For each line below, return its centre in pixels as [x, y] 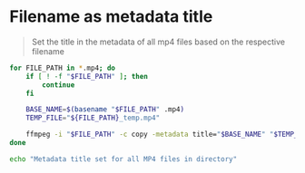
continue [59, 85]
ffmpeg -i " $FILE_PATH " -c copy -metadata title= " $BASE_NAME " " [150, 135]
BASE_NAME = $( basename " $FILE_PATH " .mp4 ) [105, 110]
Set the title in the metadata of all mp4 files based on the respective [158, 42]
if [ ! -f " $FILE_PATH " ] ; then [87, 76]
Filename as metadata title [111, 17]
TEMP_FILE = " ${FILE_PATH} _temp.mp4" [93, 118]
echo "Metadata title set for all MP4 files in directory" [123, 159]
